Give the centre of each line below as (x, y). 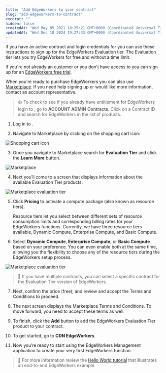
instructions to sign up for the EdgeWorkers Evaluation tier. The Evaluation (81, 52)
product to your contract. (38, 326)
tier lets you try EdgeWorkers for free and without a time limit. (68, 57)
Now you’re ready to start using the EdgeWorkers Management (77, 345)
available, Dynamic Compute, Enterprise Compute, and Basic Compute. (85, 232)
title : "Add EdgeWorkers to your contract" (51, 10)
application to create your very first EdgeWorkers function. (72, 351)
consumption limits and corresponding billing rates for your (73, 221)
